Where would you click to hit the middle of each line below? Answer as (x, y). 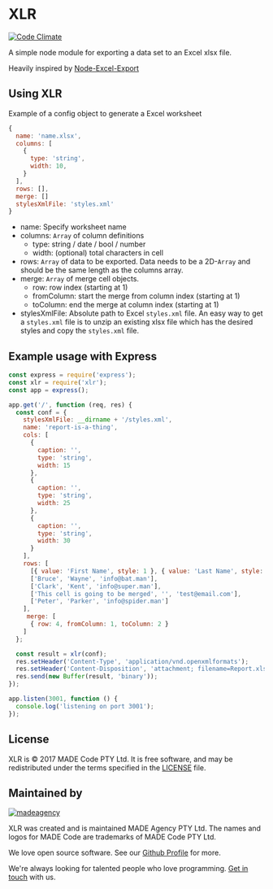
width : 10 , (48, 166)
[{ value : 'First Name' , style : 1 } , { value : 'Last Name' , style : (147, 571)
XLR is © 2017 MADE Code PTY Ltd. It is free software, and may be (121, 759)
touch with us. (32, 877)
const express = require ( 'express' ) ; (72, 375)
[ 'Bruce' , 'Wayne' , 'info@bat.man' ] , (94, 578)
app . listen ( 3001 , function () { (63, 699)
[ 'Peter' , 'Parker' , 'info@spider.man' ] (99, 601)
